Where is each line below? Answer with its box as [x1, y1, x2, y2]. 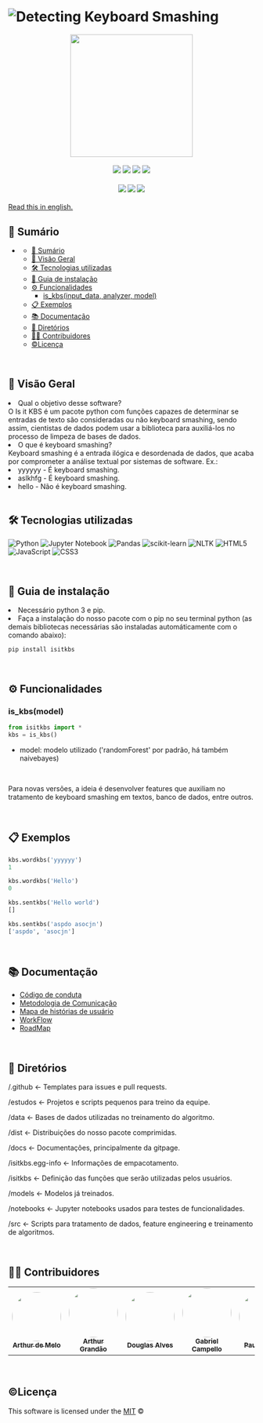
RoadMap [19, 1023, 51, 1033]
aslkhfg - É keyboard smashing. [18, 473, 120, 483]
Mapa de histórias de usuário [19, 1007, 114, 1016]
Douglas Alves [127, 1341, 174, 1350]
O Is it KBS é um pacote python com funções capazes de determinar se [8, 407, 239, 416]
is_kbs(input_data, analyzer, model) [42, 290, 157, 300]
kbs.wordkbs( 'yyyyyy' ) [8, 856, 82, 863]
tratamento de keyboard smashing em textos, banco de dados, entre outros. [8, 792, 254, 801]
